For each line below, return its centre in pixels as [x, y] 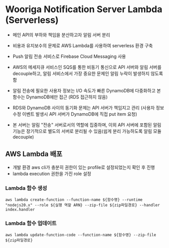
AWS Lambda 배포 [34, 154]
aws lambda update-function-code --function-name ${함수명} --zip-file [81, 235]
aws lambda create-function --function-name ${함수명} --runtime [74, 200]
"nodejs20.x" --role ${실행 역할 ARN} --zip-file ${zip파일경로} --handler [83, 205]
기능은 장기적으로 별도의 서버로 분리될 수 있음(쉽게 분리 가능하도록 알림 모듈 [87, 131]
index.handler [20, 210]
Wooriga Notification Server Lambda [84, 9]
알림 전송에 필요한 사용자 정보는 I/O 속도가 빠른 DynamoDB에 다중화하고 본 [87, 90]
